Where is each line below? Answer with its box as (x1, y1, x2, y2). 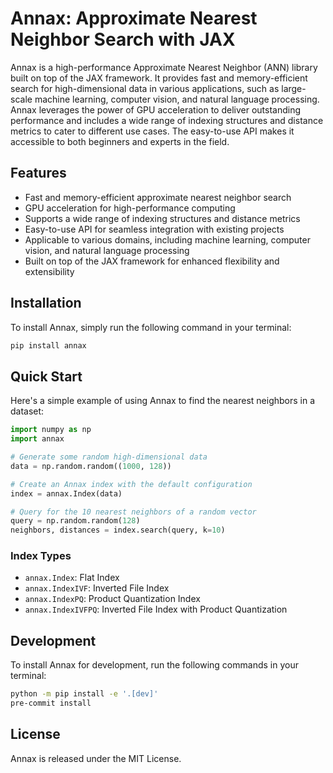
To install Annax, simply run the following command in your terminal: (10, 321, 292, 333)
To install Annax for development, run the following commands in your (10, 659, 299, 671)
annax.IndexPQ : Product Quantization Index (24, 593, 201, 605)
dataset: (10, 405, 45, 417)
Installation (10, 295, 82, 312)
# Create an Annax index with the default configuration (10, 479, 253, 489)
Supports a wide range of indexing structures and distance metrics (24, 212, 301, 224)
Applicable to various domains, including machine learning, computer (24, 233, 311, 246)
